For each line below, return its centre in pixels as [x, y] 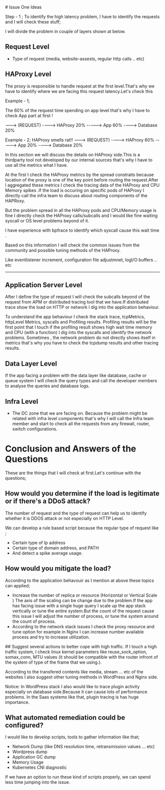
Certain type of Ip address [39, 543]
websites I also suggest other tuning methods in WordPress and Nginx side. [82, 677]
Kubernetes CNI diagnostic [40, 767]
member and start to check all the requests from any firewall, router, [81, 424]
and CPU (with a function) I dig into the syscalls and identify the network [79, 333]
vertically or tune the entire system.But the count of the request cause [83, 611]
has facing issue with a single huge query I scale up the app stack [79, 606]
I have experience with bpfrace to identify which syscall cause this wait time [82, 230]
